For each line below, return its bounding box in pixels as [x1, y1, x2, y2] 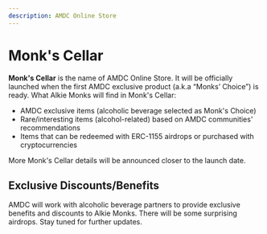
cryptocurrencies [19, 140, 78, 150]
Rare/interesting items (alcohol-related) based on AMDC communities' [19, 114, 253, 124]
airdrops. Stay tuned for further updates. [8, 217, 142, 227]
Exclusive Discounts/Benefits [8, 179, 159, 192]
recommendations [19, 122, 80, 133]
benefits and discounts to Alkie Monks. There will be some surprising [8, 208, 237, 218]
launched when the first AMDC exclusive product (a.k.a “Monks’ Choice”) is [8, 81, 259, 91]
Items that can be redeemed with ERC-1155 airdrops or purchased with [19, 131, 255, 141]
